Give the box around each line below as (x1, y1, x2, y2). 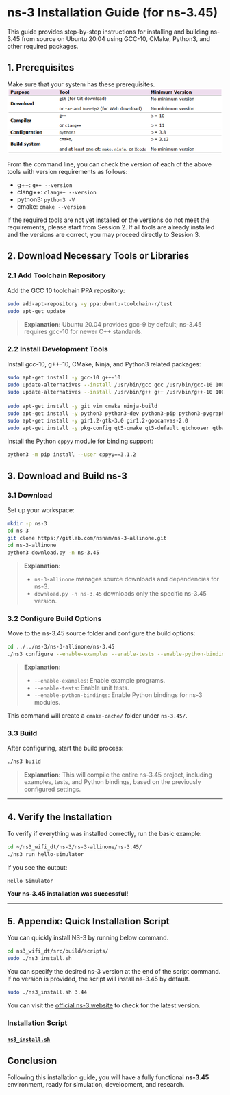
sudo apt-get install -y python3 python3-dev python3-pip (7, 410, 176, 417)
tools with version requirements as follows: (7, 168, 128, 176)
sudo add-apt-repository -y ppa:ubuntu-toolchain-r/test (7, 300, 173, 307)
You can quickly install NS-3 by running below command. (7, 933, 169, 942)
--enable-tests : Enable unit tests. (34, 683, 129, 692)
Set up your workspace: (7, 506, 75, 514)
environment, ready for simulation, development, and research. (7, 1081, 185, 1089)
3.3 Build (7, 728, 38, 738)
